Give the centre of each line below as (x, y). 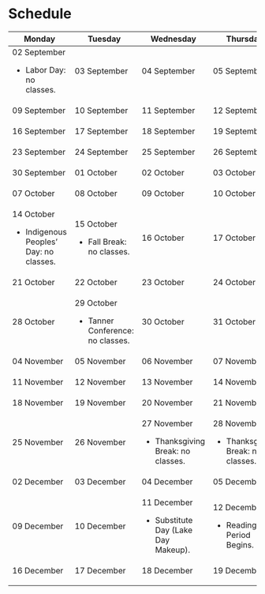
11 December (167, 502)
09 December (38, 526)
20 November (167, 402)
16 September (39, 131)
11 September (168, 110)
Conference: (111, 330)
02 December (38, 481)
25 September (168, 152)
